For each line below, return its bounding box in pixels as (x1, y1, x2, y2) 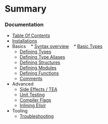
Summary (5, 3, 46, 15)
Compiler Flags (19, 97, 51, 103)
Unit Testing (19, 92, 45, 98)
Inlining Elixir (19, 102, 46, 109)
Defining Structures (19, 59, 61, 66)
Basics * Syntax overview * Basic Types (12, 44, 103, 50)
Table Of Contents (12, 32, 50, 38)
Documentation (5, 21, 44, 28)
